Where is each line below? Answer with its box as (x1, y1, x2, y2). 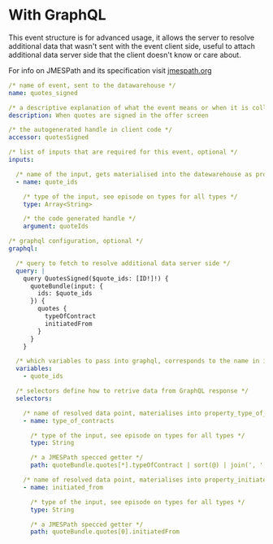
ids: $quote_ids (37, 289, 93, 298)
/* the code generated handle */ (23, 215, 136, 223)
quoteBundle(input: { (29, 282, 104, 290)
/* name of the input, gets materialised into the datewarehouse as (15, 170, 253, 178)
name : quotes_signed (8, 89, 79, 97)
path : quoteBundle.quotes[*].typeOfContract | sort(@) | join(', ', (29, 461, 267, 469)
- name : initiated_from (23, 483, 104, 491)
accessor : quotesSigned (8, 133, 89, 141)
